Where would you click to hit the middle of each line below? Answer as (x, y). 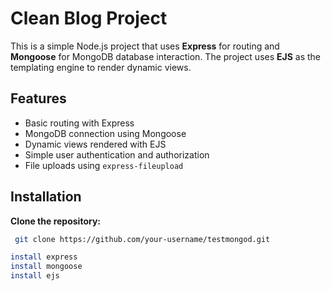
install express (44, 257)
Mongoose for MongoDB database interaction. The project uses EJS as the (166, 56)
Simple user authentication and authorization (117, 154)
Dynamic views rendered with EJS (95, 144)
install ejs (35, 276)
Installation (46, 197)
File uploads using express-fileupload (104, 165)
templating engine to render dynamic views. (101, 67)
